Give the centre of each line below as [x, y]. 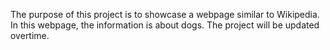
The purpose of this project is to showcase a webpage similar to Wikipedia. [165, 14]
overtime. [30, 35]
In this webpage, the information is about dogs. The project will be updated [165, 25]
